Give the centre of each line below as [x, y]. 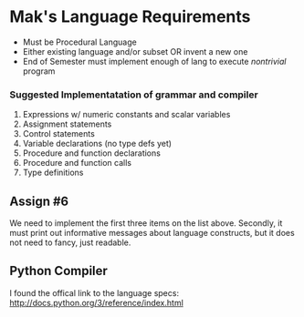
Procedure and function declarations [92, 153]
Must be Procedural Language [79, 42]
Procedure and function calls [77, 163]
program [39, 71]
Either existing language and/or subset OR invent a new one [135, 51]
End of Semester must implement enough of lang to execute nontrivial [154, 61]
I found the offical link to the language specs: [94, 292]
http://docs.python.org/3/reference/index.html [97, 302]
